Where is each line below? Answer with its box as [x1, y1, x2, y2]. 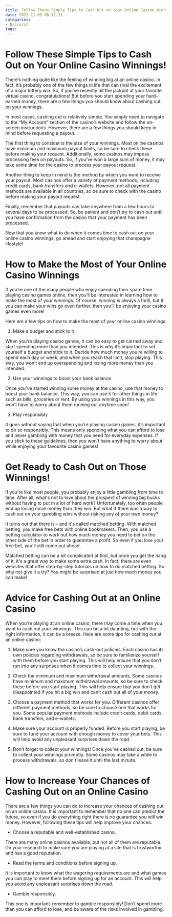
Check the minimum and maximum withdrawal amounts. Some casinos [12, 672, 162, 679]
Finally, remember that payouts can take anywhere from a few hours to [5, 204, 155, 210]
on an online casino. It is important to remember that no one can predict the [5, 808, 165, 814]
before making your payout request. [5, 193, 81, 200]
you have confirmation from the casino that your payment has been [5, 214, 147, 221]
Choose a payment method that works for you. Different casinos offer [12, 699, 160, 705]
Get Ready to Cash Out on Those [5, 461, 147, 473]
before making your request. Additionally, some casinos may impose [5, 151, 150, 157]
